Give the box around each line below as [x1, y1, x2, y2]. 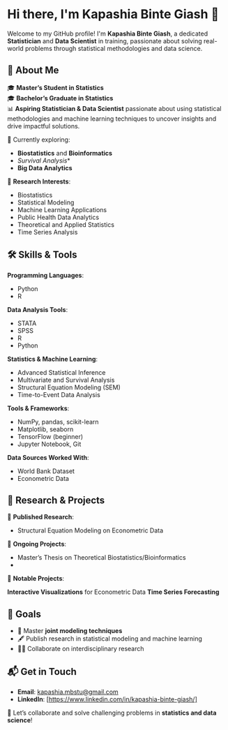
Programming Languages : [7, 271, 84, 279]
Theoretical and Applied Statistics [17, 220, 115, 229]
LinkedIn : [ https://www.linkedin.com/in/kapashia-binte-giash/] [17, 695, 197, 703]
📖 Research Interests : [7, 177, 71, 186]
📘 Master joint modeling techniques [17, 627, 123, 635]
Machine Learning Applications [17, 205, 107, 214]
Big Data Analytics [17, 163, 73, 172]
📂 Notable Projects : [7, 574, 65, 583]
